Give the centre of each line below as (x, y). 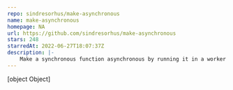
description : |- (31, 53)
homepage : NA (26, 27)
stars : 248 (23, 40)
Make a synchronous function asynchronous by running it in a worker (123, 59)
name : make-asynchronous (43, 20)
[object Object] (29, 79)
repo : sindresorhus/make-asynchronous (63, 14)
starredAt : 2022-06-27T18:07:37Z (56, 46)
